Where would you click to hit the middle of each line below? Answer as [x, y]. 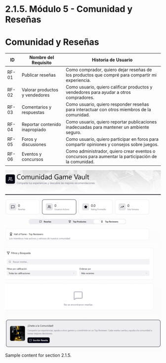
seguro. [74, 132]
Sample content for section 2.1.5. [38, 355]
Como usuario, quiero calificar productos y [109, 87]
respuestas [33, 112]
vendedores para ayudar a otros [98, 92]
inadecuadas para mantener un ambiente [107, 127]
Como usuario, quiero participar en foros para [112, 139]
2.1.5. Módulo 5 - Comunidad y [69, 9]
